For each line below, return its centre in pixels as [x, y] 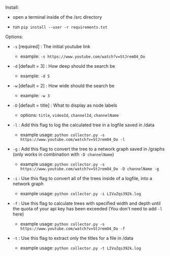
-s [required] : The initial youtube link [51, 47]
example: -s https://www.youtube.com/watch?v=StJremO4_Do [83, 56]
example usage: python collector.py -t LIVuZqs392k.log [80, 248]
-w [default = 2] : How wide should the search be [63, 86]
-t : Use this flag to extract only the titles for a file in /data [73, 238]
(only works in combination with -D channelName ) [63, 154]
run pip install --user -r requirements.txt [60, 27]
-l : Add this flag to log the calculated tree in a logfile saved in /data [83, 125]
